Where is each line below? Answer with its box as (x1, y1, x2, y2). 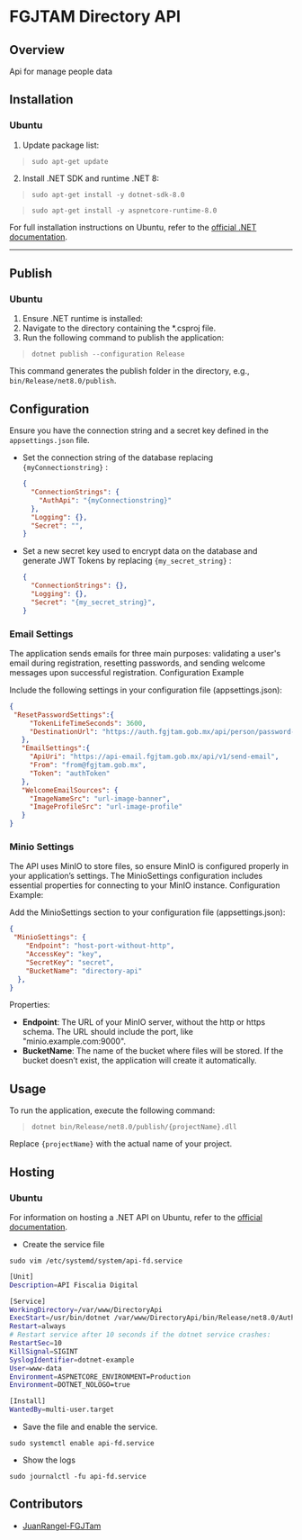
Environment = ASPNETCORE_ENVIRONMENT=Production (9, 1372, 191, 1381)
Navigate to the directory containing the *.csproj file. (22, 322, 217, 334)
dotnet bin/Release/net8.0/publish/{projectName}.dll (31, 1123, 237, 1132)
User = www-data (9, 1363, 63, 1372)
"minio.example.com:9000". (22, 1036, 127, 1046)
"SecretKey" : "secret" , (25, 957, 115, 967)
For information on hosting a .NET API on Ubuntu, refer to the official (9, 1211, 263, 1222)
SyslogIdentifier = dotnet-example (9, 1355, 135, 1364)
